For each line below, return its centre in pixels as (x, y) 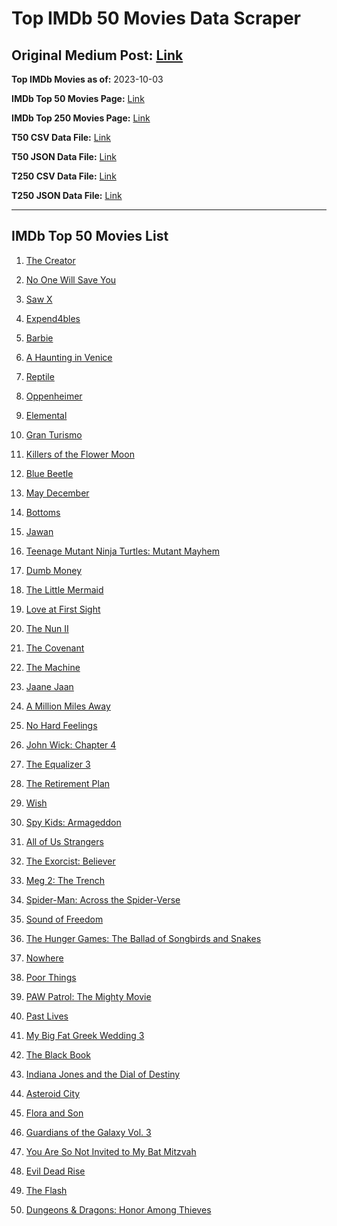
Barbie (39, 338)
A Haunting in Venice (69, 357)
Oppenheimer (54, 396)
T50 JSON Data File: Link (64, 156)
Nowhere (44, 958)
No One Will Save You (71, 279)
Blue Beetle (49, 473)
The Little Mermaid (64, 589)
